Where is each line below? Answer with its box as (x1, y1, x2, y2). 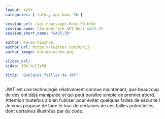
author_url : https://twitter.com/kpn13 (5, 45, 90, 50)
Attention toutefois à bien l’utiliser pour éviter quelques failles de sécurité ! (5, 97, 160, 103)
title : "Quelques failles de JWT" (5, 72, 79, 78)
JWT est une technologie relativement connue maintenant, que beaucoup (5, 86, 159, 93)
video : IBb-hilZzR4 (5, 63, 47, 69)
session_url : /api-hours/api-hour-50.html (5, 21, 96, 26)
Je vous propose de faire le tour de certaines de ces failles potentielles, (5, 103, 155, 109)
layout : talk (5, 7, 33, 13)
